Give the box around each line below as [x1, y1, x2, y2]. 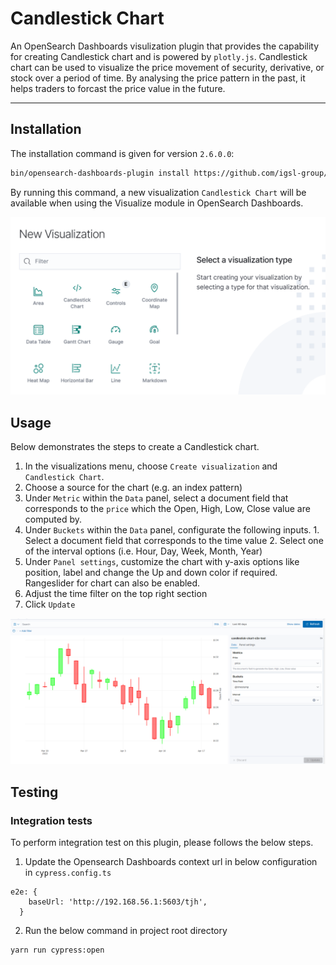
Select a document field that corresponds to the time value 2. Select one [24, 534, 324, 546]
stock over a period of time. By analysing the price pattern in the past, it [10, 72, 306, 84]
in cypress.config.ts [24, 866, 112, 878]
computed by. [24, 513, 83, 525]
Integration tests [10, 813, 93, 827]
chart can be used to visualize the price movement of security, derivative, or [10, 61, 325, 73]
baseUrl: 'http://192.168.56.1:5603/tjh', [28, 897, 208, 907]
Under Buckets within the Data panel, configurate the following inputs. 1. [24, 523, 320, 536]
